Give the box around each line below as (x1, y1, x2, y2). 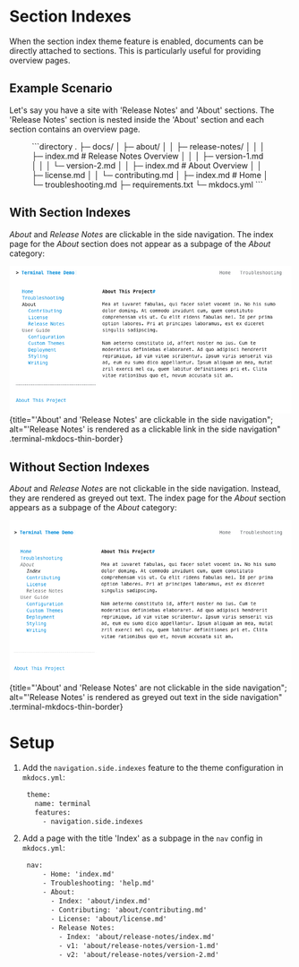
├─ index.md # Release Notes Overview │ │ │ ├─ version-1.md (31, 150, 264, 161)
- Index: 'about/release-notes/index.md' (58, 932, 216, 941)
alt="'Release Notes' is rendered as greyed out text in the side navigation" (9, 691, 283, 702)
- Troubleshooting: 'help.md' (42, 878, 156, 887)
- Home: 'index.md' (42, 869, 115, 878)
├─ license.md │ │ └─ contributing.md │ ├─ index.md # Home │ (31, 169, 269, 180)
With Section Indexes (9, 205, 132, 220)
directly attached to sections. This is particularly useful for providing (9, 45, 261, 56)
